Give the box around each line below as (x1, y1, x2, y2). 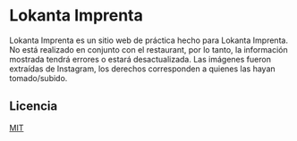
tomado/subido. (9, 72, 68, 83)
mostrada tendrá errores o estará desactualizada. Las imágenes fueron (9, 54, 271, 64)
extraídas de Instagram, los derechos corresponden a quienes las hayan (9, 63, 276, 74)
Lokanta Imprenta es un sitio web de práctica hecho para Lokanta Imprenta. (9, 35, 289, 46)
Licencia (9, 99, 58, 114)
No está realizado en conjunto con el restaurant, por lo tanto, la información (9, 44, 288, 54)
